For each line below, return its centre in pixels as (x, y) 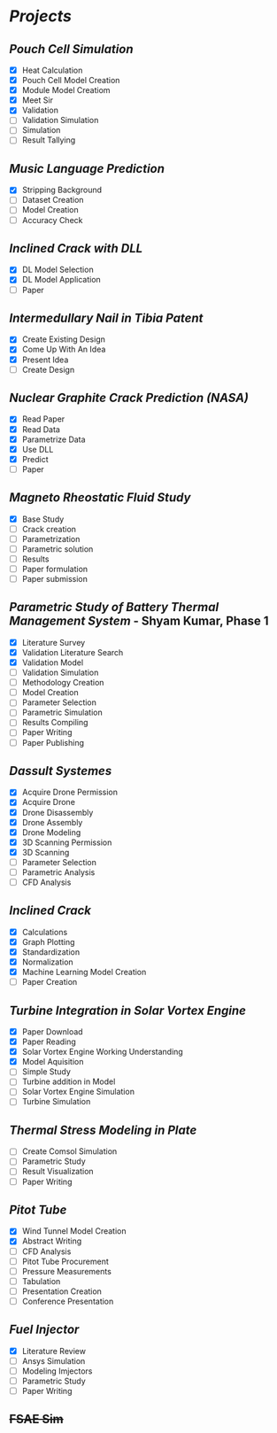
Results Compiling (55, 723)
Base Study (43, 519)
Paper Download (52, 1032)
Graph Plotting (48, 941)
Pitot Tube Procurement (65, 1261)
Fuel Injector (44, 1330)
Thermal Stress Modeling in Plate (103, 1130)
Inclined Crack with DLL (76, 248)
